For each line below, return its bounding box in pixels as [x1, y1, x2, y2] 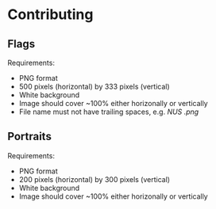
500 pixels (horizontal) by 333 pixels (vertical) [18, 82, 170, 91]
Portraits [7, 130, 52, 143]
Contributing [7, 6, 94, 24]
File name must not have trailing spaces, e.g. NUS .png [18, 107, 199, 116]
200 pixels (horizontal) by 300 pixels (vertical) [18, 174, 171, 184]
